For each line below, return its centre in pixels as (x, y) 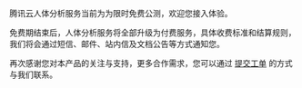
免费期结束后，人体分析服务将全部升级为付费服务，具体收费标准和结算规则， (153, 33)
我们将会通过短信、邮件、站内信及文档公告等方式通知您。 (117, 44)
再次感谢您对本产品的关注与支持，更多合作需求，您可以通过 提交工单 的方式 (151, 63)
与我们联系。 (33, 74)
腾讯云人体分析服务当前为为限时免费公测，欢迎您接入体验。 (121, 13)
